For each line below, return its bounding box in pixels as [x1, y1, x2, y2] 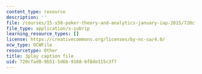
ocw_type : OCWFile [6, 42, 52, 48]
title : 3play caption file [6, 53, 74, 59]
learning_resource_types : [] [6, 31, 79, 37]
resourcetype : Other [6, 48, 58, 54]
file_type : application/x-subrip [6, 25, 90, 32]
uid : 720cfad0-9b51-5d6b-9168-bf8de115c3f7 [6, 58, 117, 64]
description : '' [6, 14, 47, 20]
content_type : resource [6, 8, 66, 15]
